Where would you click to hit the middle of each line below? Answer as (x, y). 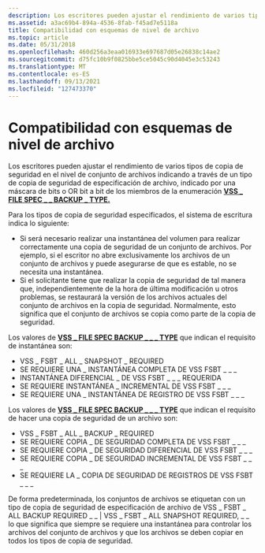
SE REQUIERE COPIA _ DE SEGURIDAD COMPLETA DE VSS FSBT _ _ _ (132, 442)
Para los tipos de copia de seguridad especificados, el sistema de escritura (130, 215)
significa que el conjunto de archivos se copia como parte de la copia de (138, 314)
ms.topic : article (38, 37)
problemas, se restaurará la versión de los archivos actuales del (123, 297)
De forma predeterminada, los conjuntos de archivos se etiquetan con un (127, 499)
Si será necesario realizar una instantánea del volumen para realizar (130, 239)
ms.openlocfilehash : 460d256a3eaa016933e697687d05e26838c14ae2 (114, 52)
